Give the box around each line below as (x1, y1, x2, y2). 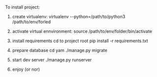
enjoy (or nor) (12, 66, 40, 72)
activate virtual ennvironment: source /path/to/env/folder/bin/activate (12, 28, 152, 34)
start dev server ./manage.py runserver (12, 57, 92, 63)
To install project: (5, 4, 40, 10)
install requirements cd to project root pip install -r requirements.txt (12, 38, 148, 44)
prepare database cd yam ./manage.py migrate (12, 48, 107, 53)
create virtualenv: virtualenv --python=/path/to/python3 (12, 14, 126, 19)
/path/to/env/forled (12, 19, 51, 25)
